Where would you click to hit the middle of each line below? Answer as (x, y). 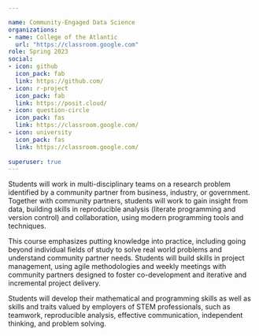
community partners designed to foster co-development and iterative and (128, 275)
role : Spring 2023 (38, 52)
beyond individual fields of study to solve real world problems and (115, 250)
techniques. (27, 226)
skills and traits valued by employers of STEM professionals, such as (119, 307)
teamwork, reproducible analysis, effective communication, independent (126, 315)
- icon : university (40, 133)
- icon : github (33, 67)
